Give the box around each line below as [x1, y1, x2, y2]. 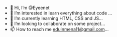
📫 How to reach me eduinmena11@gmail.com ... [10, 26, 109, 32]
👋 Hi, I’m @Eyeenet [10, 5, 50, 10]
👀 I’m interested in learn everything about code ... [10, 10, 112, 16]
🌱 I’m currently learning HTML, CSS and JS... [10, 15, 103, 21]
